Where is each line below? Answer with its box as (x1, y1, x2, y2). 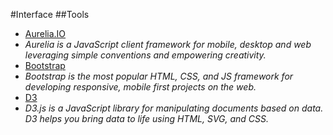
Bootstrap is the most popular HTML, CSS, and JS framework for (24, 70, 294, 82)
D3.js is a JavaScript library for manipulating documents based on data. (24, 102, 324, 114)
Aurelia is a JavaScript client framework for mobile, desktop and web (24, 39, 312, 50)
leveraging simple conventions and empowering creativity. (24, 49, 267, 61)
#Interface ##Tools (10, 9, 90, 20)
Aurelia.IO (24, 28, 67, 39)
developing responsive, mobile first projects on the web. (24, 81, 257, 93)
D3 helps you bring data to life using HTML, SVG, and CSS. (24, 113, 270, 124)
